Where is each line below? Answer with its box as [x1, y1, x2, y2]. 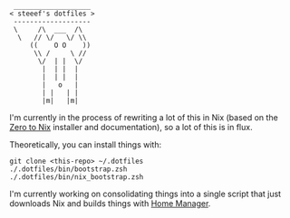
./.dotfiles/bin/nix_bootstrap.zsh [9, 173, 144, 182]
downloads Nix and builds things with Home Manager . [9, 198, 211, 209]
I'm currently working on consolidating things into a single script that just [9, 188, 282, 199]
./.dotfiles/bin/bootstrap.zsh [9, 165, 128, 174]
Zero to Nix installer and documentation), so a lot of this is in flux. [9, 122, 253, 132]
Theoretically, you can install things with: [9, 139, 161, 150]
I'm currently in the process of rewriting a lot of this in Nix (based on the [9, 112, 278, 123]
